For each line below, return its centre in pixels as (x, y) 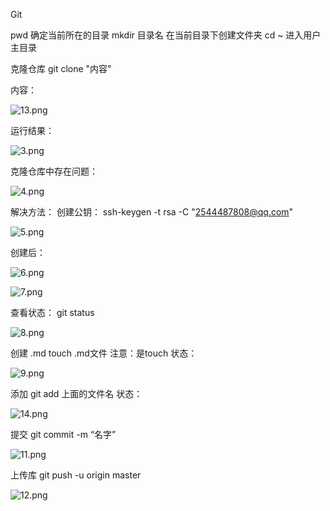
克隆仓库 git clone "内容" (61, 68)
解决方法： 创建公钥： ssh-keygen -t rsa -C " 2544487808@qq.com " (152, 212)
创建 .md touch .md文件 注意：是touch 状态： (104, 353)
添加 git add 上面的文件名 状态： (76, 393)
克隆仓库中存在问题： (54, 171)
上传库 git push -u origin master (76, 475)
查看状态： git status (52, 312)
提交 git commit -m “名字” (63, 434)
